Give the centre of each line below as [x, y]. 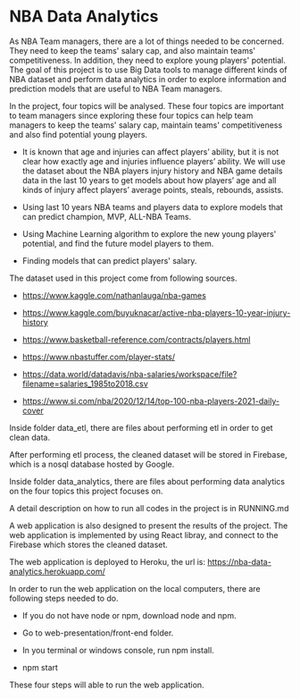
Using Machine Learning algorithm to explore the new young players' [149, 233]
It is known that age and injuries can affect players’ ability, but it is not [150, 152]
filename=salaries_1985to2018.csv [85, 383]
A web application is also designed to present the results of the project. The [149, 526]
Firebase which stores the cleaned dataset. [88, 544]
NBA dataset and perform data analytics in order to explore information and [148, 79]
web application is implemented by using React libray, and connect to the [144, 535]
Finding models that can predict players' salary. [109, 260]
